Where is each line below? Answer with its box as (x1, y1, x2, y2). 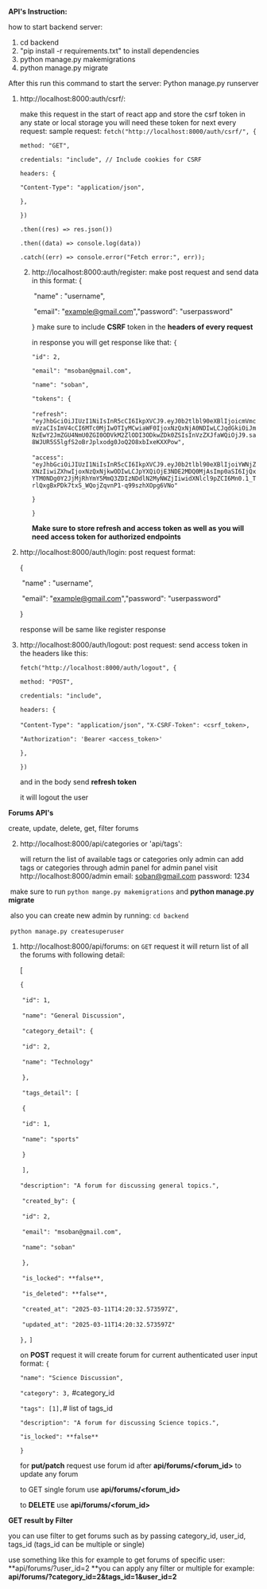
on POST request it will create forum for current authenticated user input (19, 1351, 258, 1359)
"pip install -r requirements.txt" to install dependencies (19, 46, 200, 55)
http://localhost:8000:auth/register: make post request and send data (31, 267, 259, 277)
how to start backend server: (8, 22, 103, 31)
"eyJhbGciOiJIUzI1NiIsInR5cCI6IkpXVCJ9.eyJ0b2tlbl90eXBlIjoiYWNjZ (31, 461, 257, 469)
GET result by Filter (8, 1516, 73, 1525)
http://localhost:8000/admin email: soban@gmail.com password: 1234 (19, 871, 250, 880)
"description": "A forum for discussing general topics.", (19, 1182, 220, 1190)
